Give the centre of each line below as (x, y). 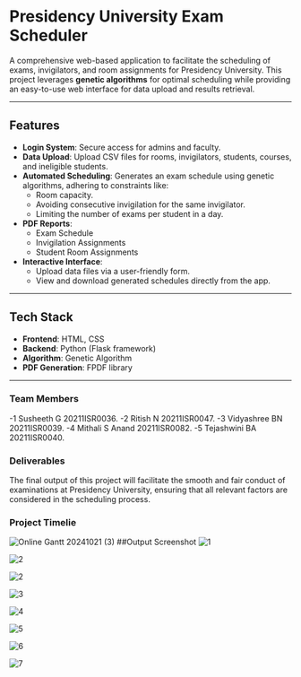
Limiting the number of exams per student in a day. (129, 213)
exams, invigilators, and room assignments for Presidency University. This (146, 70)
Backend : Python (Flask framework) (89, 348)
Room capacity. (64, 195)
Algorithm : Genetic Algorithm (77, 358)
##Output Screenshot (156, 542)
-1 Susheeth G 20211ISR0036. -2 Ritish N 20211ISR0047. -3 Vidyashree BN (146, 418)
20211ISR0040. (37, 438)
